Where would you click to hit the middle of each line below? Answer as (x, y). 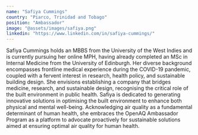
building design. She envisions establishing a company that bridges (88, 82)
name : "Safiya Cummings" (37, 12)
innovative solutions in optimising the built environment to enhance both (94, 101)
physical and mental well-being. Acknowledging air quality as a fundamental (99, 107)
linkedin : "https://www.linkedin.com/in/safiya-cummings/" (81, 34)
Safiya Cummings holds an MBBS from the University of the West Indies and (99, 50)
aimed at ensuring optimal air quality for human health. (73, 126)
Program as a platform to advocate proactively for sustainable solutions (93, 120)
